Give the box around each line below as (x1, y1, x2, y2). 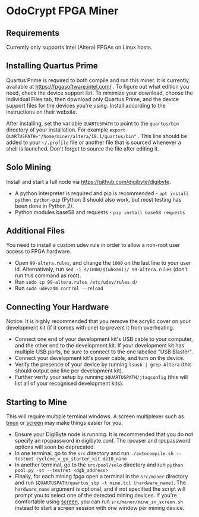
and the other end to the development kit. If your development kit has (14, 342, 185, 349)
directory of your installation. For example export (6, 126, 126, 133)
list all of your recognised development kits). (14, 380, 124, 387)
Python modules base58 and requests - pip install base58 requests (14, 208, 185, 215)
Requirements (6, 28, 59, 38)
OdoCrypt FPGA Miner (6, 4, 119, 18)
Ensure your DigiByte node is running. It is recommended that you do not (14, 431, 193, 438)
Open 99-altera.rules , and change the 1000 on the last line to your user (14, 259, 191, 267)
